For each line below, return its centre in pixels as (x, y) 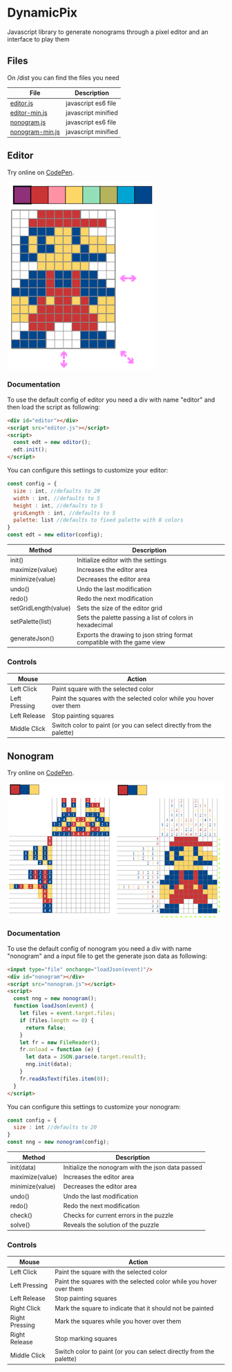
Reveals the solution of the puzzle (111, 1225)
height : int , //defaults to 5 (58, 506)
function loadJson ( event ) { (54, 1006)
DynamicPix (42, 13)
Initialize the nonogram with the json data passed (133, 1167)
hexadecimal (95, 625)
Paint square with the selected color (103, 689)
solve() (20, 1225)
